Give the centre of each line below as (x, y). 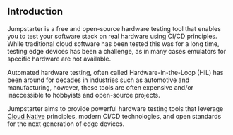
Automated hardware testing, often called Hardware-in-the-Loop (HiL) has (115, 72)
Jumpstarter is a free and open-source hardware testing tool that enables (114, 28)
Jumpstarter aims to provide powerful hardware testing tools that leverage (115, 108)
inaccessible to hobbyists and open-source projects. (84, 95)
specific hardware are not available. (59, 59)
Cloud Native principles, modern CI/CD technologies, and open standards (114, 116)
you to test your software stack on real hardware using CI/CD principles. (112, 36)
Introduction (35, 12)
